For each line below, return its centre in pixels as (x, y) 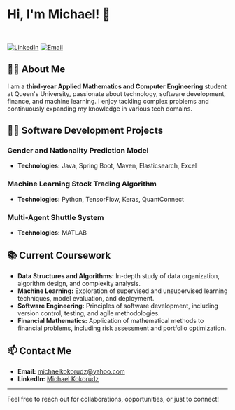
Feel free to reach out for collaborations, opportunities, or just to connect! (113, 399)
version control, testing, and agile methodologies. (89, 313)
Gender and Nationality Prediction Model (78, 151)
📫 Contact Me (40, 351)
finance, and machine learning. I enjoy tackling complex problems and (108, 101)
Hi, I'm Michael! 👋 (59, 14)
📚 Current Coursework (59, 255)
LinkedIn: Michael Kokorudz (58, 378)
